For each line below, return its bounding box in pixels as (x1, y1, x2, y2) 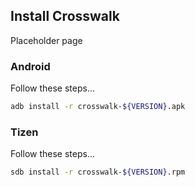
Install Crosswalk (10, 8, 120, 25)
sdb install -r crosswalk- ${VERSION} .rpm (10, 167, 186, 178)
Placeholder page (10, 34, 83, 46)
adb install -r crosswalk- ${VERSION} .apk (10, 102, 186, 112)
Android (10, 59, 51, 73)
